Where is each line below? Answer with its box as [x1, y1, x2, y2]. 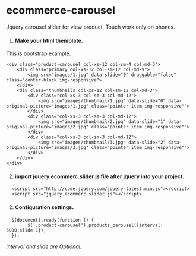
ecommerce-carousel [6, 4, 116, 17]
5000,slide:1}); [6, 227, 46, 233]
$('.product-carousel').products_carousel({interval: [27, 222, 163, 228]
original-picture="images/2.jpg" [6, 124, 89, 130]
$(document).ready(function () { [11, 217, 94, 223]
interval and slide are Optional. [6, 243, 82, 250]
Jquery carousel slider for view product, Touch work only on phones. [6, 23, 175, 30]
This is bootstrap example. [6, 50, 71, 57]
